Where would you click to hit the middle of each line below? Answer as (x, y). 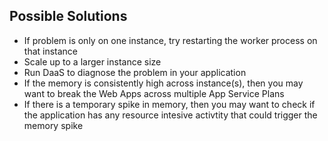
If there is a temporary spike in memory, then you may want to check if (169, 104)
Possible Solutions (68, 16)
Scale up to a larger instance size (92, 61)
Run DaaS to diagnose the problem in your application (135, 72)
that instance (51, 51)
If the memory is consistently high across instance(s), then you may (163, 83)
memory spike (53, 125)
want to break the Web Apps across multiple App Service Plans (154, 93)
